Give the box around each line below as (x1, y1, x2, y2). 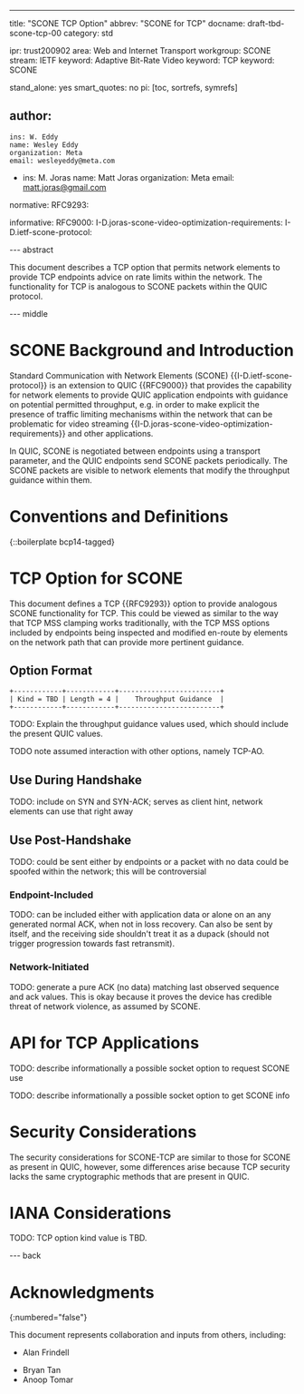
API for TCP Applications (9, 1032, 200, 1053)
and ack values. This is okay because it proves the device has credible (9, 991, 273, 1002)
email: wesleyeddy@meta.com (9, 156, 116, 165)
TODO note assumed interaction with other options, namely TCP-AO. (9, 746, 265, 757)
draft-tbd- (247, 18, 285, 28)
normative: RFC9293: (9, 199, 90, 210)
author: (9, 108, 52, 123)
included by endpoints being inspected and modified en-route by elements (9, 627, 288, 638)
